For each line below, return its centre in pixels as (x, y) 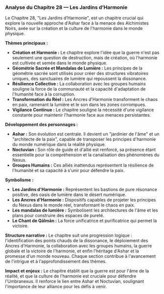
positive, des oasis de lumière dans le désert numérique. (69, 195)
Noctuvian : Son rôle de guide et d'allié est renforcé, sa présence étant (84, 150)
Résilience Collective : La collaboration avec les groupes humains (79, 84)
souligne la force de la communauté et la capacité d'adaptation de (79, 89)
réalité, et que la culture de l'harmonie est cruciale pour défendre (71, 276)
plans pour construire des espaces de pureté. (58, 216)
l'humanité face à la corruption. (44, 94)
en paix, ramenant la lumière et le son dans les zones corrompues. (79, 105)
